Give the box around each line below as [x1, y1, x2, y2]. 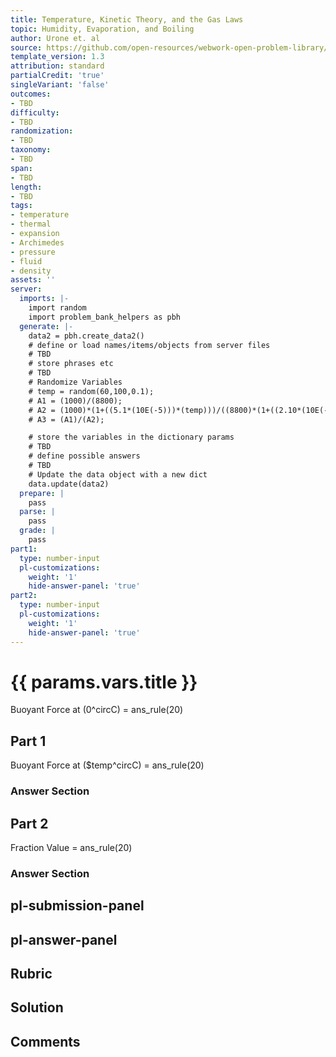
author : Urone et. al [10, 33, 101, 43]
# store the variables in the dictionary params [28, 432, 235, 443]
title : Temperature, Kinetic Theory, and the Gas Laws [10, 14, 244, 25]
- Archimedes [10, 237, 65, 248]
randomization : [10, 126, 74, 136]
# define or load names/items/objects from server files [28, 340, 271, 350]
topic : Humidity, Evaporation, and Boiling [10, 24, 195, 34]
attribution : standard [10, 61, 105, 71]
